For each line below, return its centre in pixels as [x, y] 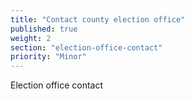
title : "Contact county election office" [98, 19]
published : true [44, 29]
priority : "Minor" [48, 57]
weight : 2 [31, 38]
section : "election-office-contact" [86, 47]
